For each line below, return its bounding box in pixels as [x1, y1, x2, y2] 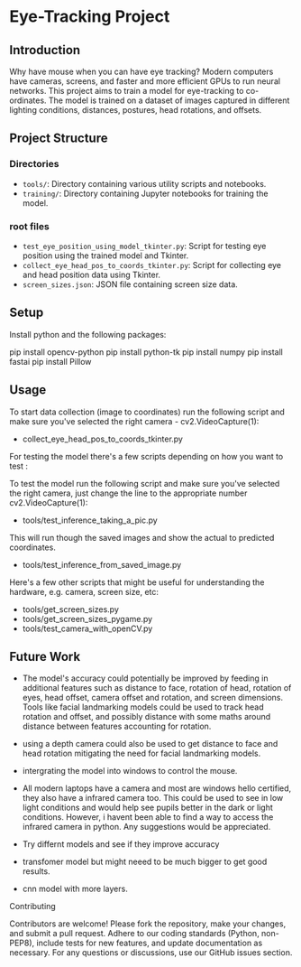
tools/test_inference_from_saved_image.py [22, 559, 182, 570]
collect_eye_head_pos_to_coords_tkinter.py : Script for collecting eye [22, 259, 282, 270]
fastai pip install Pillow [9, 356, 92, 367]
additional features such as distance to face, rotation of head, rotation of [22, 683, 292, 693]
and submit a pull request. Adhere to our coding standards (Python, [9, 928, 260, 939]
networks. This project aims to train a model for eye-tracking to [9, 86, 244, 96]
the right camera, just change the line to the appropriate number [9, 488, 248, 498]
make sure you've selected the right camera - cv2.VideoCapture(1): [9, 415, 260, 426]
